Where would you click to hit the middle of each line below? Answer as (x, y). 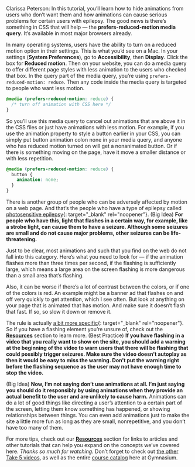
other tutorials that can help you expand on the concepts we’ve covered (93, 445)
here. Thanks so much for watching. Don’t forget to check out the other (92, 451)
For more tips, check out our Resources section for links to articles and (92, 439)
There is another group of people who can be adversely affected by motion (97, 202)
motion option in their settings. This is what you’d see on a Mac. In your (92, 51)
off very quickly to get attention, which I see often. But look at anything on (95, 299)
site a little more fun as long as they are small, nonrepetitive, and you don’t (96, 421)
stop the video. (25, 373)
